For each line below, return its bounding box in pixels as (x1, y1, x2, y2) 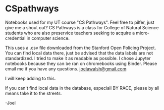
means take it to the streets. (5, 90, 62, 96)
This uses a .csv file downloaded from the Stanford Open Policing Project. (5, 45, 156, 51)
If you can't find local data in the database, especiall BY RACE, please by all (5, 85, 160, 91)
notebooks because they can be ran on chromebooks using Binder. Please (5, 60, 157, 66)
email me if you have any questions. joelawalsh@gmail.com (5, 65, 127, 72)
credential (5, 35, 26, 41)
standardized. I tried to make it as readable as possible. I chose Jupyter (5, 55, 151, 61)
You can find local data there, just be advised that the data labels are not (5, 50, 153, 56)
